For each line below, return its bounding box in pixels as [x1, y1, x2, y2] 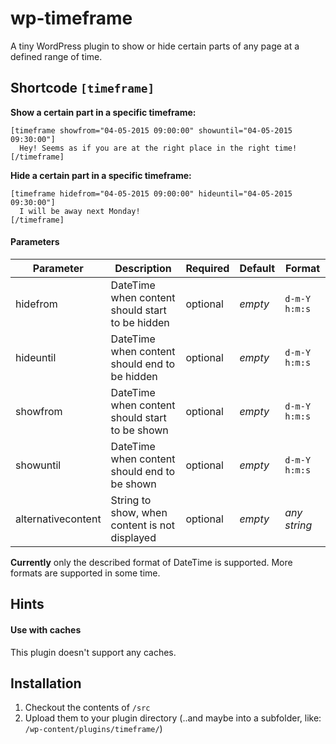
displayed [110, 530, 157, 544]
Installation [10, 675, 82, 692]
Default [239, 261, 276, 275]
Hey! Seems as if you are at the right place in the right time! [19, 143, 298, 153]
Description [114, 261, 172, 275]
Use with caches [10, 623, 82, 636]
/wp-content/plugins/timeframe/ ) [24, 723, 163, 735]
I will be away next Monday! [19, 206, 141, 216]
